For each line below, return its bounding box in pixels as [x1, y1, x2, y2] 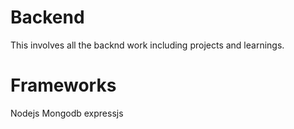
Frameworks [10, 74, 117, 97]
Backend [10, 6, 85, 29]
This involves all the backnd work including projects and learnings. [10, 39, 285, 51]
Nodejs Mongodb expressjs [10, 107, 124, 119]
